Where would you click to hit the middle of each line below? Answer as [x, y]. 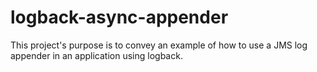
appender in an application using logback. [96, 55]
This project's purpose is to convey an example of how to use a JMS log [159, 45]
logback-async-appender [119, 17]
